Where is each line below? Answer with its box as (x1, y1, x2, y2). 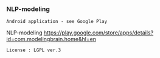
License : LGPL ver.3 (6, 47, 61, 53)
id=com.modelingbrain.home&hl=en (6, 36, 96, 43)
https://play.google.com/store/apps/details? (43, 29, 154, 36)
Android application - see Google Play (6, 19, 108, 25)
